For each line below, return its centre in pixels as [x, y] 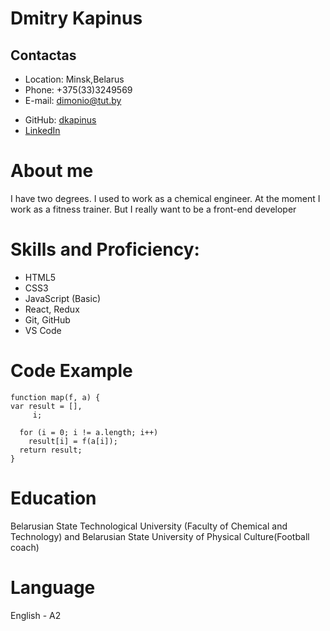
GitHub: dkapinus [60, 120]
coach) [25, 547]
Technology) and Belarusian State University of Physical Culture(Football [160, 536]
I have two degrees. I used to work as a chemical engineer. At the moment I [165, 198]
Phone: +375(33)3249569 [78, 90]
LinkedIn [42, 130]
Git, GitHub [47, 319]
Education [53, 498]
